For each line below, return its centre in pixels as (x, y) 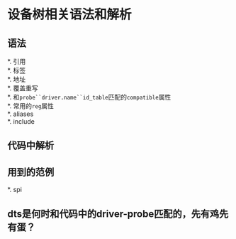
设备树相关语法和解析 (70, 15)
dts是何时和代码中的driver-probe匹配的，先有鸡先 (118, 214)
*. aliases (21, 114)
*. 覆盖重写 (23, 88)
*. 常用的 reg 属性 (31, 106)
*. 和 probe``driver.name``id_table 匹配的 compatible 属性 (89, 97)
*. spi (15, 190)
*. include (21, 121)
